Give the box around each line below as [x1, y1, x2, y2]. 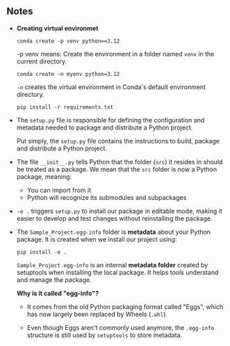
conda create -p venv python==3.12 [16, 38, 120, 45]
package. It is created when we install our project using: [16, 235, 177, 243]
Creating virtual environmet [16, 24, 99, 32]
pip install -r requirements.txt [16, 104, 114, 111]
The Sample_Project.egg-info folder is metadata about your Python [16, 228, 211, 236]
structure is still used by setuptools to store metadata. [26, 331, 182, 339]
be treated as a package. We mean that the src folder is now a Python [16, 165, 217, 173]
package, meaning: [16, 172, 72, 180]
